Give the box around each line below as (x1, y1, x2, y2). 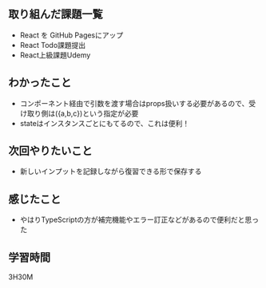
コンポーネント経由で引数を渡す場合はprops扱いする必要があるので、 (19, 98, 249, 108)
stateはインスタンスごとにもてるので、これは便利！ (19, 118, 190, 128)
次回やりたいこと (8, 144, 93, 158)
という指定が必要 (82, 108, 139, 118)
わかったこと (8, 76, 72, 89)
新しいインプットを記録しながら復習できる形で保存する (19, 167, 202, 176)
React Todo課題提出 (19, 40, 86, 49)
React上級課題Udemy (19, 50, 91, 60)
